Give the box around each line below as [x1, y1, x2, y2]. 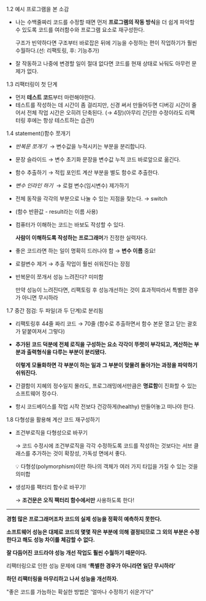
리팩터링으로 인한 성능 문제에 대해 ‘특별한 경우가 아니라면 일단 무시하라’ [6, 562, 176, 569]
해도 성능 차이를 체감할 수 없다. [22, 536, 95, 543]
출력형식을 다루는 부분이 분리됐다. [26, 349, 107, 355]
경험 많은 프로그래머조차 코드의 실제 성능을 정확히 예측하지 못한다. [6, 515, 162, 522]
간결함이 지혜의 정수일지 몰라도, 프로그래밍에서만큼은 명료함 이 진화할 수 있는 [15, 382, 197, 389]
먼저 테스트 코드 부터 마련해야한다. [15, 94, 96, 101]
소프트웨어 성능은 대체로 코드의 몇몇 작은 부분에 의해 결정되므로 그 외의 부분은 [6, 529, 189, 535]
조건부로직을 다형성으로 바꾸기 [15, 429, 88, 436]
